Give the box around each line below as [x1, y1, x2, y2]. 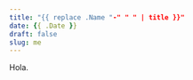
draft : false [9, 29, 58, 38]
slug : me [9, 37, 42, 47]
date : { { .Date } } [9, 21, 77, 30]
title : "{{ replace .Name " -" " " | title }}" [9, 12, 185, 22]
